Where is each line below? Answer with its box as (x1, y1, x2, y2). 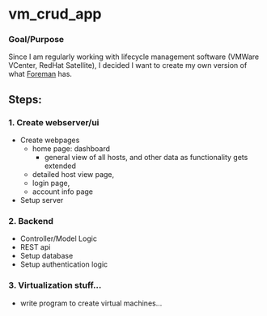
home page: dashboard (32, 144, 111, 154)
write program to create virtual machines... (19, 298, 163, 308)
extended (44, 161, 77, 171)
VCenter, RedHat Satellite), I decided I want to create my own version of (8, 61, 248, 70)
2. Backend (8, 216, 54, 227)
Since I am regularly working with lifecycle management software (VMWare (8, 52, 260, 61)
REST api (19, 242, 51, 252)
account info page (32, 187, 93, 196)
